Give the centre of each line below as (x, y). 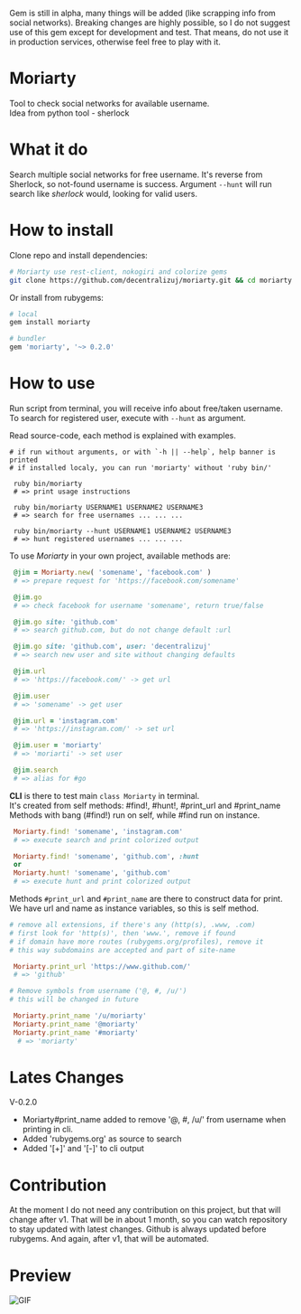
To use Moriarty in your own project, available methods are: (120, 556)
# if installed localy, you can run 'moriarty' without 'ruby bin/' (141, 468)
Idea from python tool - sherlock (69, 113)
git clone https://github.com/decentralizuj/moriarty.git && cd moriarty (151, 280)
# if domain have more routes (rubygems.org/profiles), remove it (137, 942)
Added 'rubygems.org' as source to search (102, 1139)
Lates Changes (67, 1077)
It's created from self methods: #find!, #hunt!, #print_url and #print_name (145, 805)
